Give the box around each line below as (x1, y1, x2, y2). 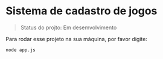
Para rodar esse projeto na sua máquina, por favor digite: (5, 35, 147, 42)
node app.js (5, 46, 36, 53)
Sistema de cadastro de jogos (5, 4, 158, 18)
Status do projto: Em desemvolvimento (20, 24, 117, 31)
